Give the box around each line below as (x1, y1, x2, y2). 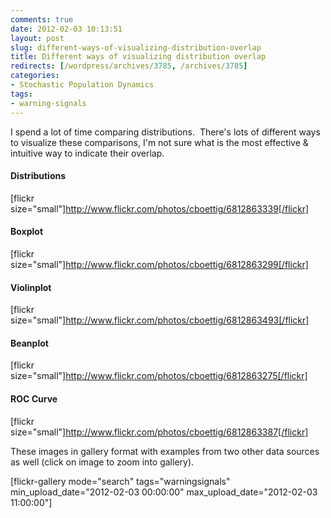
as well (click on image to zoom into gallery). (10, 456, 195, 468)
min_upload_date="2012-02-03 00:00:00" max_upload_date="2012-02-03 (10, 486, 318, 498)
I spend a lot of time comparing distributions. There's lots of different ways (10, 126, 321, 138)
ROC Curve (10, 392, 58, 405)
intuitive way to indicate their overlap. (10, 147, 165, 159)
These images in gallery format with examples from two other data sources (10, 445, 320, 457)
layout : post (10, 33, 65, 43)
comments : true (10, 14, 74, 25)
